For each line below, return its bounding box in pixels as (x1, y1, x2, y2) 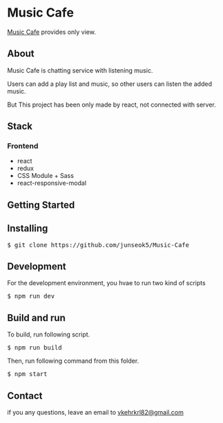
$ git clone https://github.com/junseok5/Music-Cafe (7, 241, 190, 249)
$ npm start (7, 370, 48, 378)
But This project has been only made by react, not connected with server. (7, 100, 216, 109)
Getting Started (7, 199, 75, 210)
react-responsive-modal (17, 179, 87, 188)
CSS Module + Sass (17, 172, 75, 180)
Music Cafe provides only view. (7, 28, 97, 36)
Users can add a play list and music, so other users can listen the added (7, 80, 213, 88)
